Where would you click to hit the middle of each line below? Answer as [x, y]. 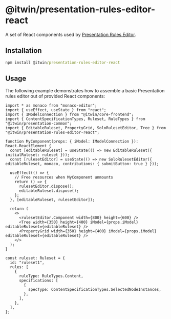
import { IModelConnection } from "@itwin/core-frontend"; [70, 115]
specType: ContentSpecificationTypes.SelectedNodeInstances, [94, 290]
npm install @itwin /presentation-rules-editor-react [63, 63]
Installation [24, 51]
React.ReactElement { [28, 146]
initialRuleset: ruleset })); [38, 155]
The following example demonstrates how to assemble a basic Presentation [85, 91]
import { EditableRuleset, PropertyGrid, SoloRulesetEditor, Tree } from [86, 128]
